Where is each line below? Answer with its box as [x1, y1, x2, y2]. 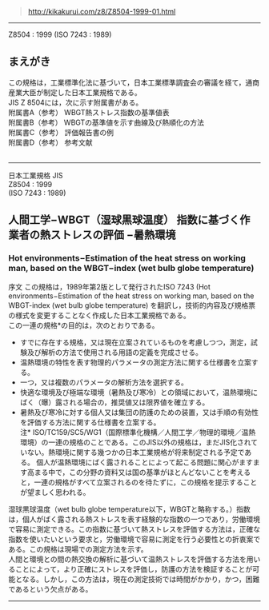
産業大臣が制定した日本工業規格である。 [8, 87, 142, 97]
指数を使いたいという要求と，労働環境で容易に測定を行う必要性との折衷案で [8, 534, 261, 544]
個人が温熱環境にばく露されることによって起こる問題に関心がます [35, 457, 254, 467]
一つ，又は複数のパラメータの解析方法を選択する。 [19, 377, 188, 387]
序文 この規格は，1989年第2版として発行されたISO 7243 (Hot [8, 281, 211, 291]
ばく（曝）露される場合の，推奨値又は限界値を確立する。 [19, 397, 210, 407]
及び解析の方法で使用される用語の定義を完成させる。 [26, 347, 203, 357]
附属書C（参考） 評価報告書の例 [8, 127, 114, 137]
